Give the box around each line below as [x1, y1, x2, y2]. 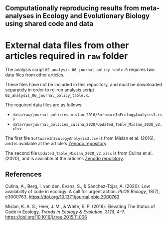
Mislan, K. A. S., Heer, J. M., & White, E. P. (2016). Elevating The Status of [5, 204, 156, 210]
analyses [5, 12, 34, 20]
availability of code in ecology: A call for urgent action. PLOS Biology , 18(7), [5, 189, 161, 195]
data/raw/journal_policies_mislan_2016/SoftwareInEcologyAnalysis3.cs [12, 112, 163, 118]
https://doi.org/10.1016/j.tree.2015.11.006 [5, 214, 87, 220]
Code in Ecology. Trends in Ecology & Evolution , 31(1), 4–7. [5, 209, 126, 215]
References [5, 170, 42, 179]
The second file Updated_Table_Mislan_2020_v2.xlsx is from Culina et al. [5, 150, 153, 156]
